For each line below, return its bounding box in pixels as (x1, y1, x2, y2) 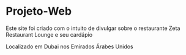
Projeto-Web (6, 4, 72, 18)
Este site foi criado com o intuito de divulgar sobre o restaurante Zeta (6, 24, 180, 32)
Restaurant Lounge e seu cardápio (6, 31, 93, 38)
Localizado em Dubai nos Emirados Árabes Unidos (6, 43, 134, 50)
